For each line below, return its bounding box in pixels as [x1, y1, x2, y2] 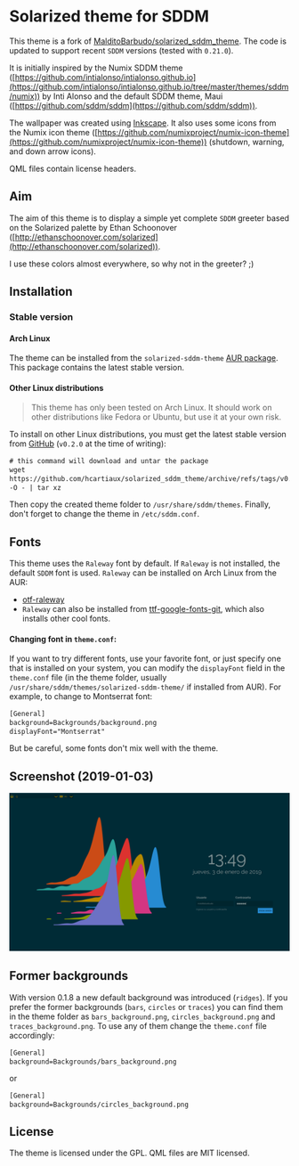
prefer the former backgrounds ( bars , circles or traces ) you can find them [9, 1001, 284, 1012]
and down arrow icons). [9, 145, 96, 157]
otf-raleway [21, 594, 65, 605]
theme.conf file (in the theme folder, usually [9, 673, 167, 683]
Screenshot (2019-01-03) [9, 769, 154, 784]
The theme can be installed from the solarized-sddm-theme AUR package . [9, 353, 279, 363]
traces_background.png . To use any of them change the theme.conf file [9, 1020, 267, 1031]
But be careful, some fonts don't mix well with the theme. [9, 743, 219, 754]
